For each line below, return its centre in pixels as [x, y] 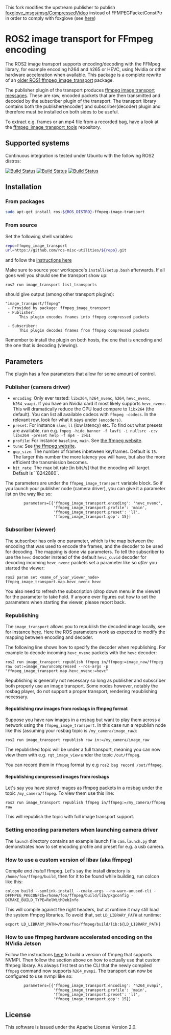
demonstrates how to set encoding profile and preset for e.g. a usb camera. [85, 846]
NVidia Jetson [23, 944]
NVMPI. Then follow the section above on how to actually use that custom [83, 960]
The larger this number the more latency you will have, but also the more [89, 457]
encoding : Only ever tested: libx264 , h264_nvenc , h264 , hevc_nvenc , [82, 398]
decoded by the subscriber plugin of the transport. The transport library [81, 101]
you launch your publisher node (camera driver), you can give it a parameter [86, 489]
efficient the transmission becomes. [50, 463]
